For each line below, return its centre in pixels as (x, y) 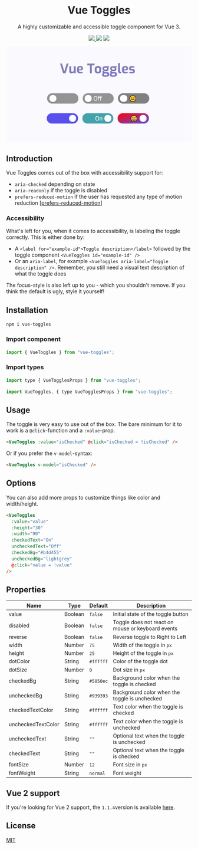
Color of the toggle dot (140, 661)
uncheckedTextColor (34, 725)
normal (97, 773)
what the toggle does (40, 274)
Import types (25, 368)
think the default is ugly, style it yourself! (55, 291)
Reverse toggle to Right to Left (150, 637)
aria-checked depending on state (55, 184)
